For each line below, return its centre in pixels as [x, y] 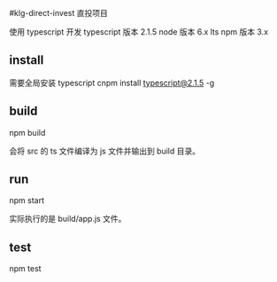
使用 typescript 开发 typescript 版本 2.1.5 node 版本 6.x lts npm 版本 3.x [138, 32]
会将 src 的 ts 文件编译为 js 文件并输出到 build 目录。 [105, 151]
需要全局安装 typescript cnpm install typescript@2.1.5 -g [112, 82]
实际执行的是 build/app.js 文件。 [68, 219]
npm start [27, 200]
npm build [27, 132]
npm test [25, 269]
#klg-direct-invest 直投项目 [58, 13]
